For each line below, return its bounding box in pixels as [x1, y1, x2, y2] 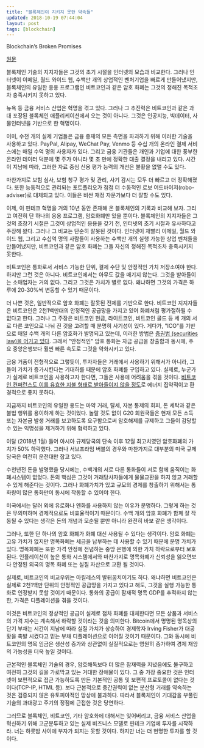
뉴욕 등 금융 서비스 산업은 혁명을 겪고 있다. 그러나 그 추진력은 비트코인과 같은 [6, 105, 188, 112]
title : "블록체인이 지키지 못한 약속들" [6, 9, 94, 15]
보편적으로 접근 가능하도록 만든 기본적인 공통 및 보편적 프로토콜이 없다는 [17, 676, 189, 684]
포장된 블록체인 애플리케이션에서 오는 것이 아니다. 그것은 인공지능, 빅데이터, [12, 112, 192, 119]
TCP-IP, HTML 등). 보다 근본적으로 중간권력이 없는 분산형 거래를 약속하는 [18, 684, 192, 691]
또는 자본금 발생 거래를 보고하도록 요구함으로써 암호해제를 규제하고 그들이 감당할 [6, 417, 197, 424]
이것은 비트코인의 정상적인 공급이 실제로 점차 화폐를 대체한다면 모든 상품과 [6, 610, 182, 617]
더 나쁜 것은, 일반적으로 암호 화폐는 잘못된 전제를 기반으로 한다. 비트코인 [6, 299, 177, 306]
